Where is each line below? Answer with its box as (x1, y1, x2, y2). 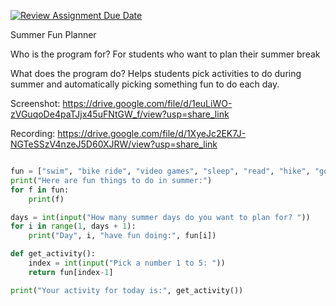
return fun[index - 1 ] (28, 267, 114, 277)
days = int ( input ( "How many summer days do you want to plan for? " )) (10, 212, 311, 222)
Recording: (10, 128, 56, 139)
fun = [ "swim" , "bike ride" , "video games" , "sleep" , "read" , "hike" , (10, 166, 311, 176)
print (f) (28, 194, 65, 204)
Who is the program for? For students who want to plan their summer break (10, 48, 321, 60)
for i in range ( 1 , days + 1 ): (10, 221, 137, 232)
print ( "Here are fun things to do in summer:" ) (10, 175, 213, 185)
